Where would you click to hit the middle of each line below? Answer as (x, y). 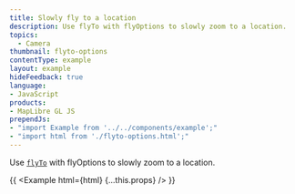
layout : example (40, 69)
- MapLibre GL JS (42, 111)
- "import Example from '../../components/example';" (114, 128)
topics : (24, 35)
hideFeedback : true (46, 77)
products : (28, 102)
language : (28, 86)
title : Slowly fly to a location (73, 18)
